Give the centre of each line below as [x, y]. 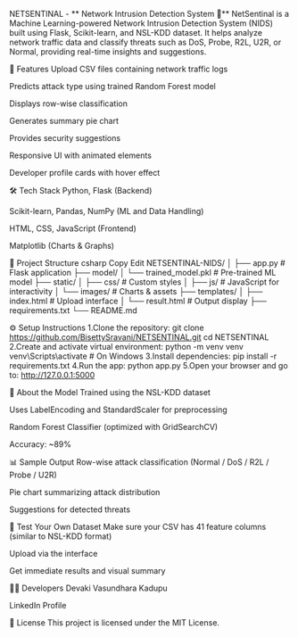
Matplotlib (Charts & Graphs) [62, 246]
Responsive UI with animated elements [80, 155]
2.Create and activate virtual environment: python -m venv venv [126, 347]
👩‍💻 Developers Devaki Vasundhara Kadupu [88, 588]
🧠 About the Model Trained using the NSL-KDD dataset [110, 392]
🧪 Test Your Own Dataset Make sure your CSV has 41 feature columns [138, 527]
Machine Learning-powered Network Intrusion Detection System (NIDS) [141, 23]
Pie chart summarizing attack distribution [85, 492]
